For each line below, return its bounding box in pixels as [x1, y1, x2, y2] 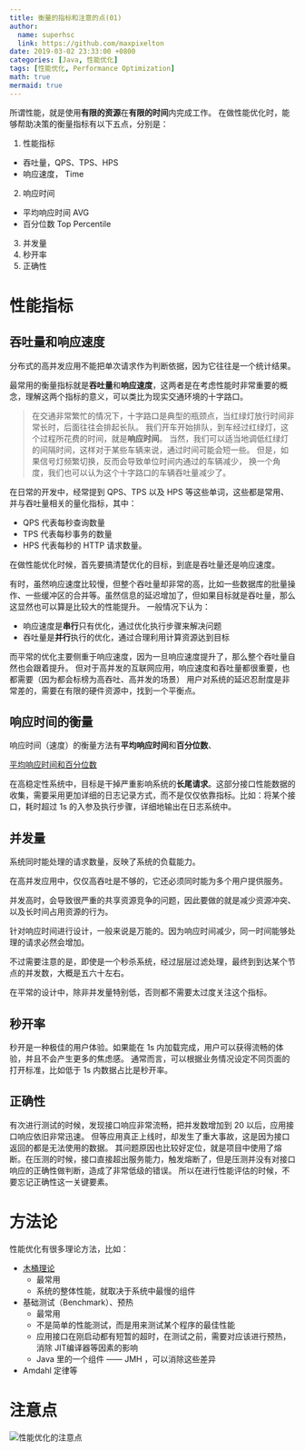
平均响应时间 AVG [22, 206, 90, 218]
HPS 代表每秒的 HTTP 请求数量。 [22, 540, 147, 551]
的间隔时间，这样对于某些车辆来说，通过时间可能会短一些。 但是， [31, 444, 281, 455]
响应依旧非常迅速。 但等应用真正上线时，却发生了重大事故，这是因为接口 [16, 1130, 290, 1141]
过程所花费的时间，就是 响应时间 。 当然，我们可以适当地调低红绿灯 [39, 432, 289, 443]
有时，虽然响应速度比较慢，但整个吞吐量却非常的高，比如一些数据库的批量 [9, 578, 288, 589]
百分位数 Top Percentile [22, 218, 112, 229]
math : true [9, 73, 51, 82]
